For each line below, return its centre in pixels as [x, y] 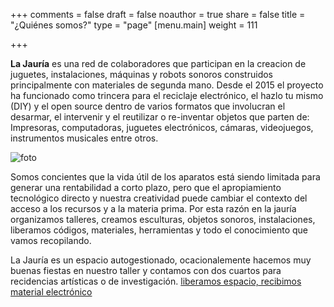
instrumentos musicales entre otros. [84, 138]
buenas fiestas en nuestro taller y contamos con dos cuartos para [146, 270]
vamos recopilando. [51, 240]
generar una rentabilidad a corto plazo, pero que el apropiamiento [146, 187]
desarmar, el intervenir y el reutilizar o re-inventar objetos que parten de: [160, 117]
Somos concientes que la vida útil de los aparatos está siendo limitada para [165, 177]
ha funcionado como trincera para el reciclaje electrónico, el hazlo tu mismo [167, 95]
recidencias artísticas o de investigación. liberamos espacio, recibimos [156, 281]
